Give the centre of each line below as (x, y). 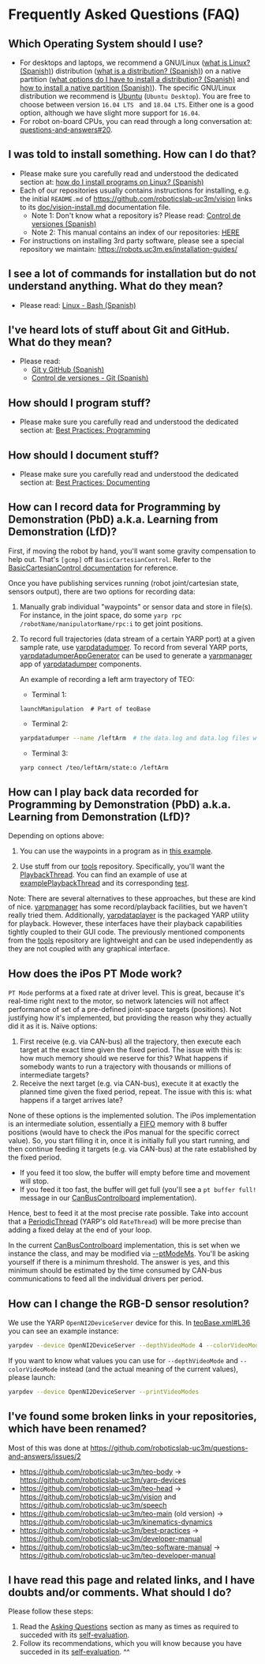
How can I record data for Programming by (114, 507)
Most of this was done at (49, 1448)
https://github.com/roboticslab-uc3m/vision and (98, 1497)
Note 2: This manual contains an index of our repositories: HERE (136, 232)
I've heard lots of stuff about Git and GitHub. (119, 330)
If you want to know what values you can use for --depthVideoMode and (123, 1360)
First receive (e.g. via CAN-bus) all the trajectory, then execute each (130, 1042)
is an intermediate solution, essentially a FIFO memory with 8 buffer (118, 1124)
